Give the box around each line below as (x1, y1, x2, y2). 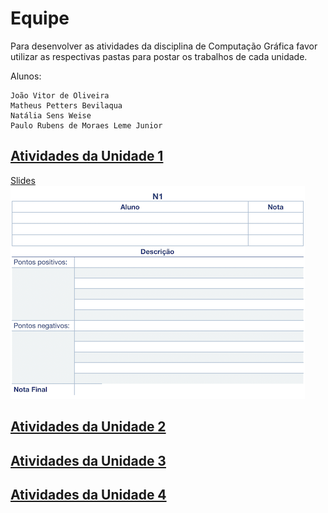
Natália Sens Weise (10, 110, 92, 121)
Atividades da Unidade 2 (10, 418, 167, 436)
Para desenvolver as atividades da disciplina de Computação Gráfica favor (10, 40, 318, 52)
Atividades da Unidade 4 (10, 486, 167, 503)
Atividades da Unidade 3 (10, 452, 167, 469)
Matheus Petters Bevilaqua (10, 100, 123, 111)
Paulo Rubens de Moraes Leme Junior (10, 120, 163, 131)
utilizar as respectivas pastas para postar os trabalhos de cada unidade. (10, 50, 308, 62)
